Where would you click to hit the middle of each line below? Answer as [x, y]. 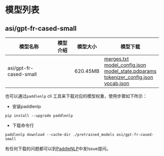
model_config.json [125, 65]
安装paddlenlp [27, 106]
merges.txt [117, 59]
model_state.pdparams [130, 71]
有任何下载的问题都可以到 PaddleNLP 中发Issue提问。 [58, 149]
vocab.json [117, 83]
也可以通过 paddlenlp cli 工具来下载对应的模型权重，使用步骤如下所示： [76, 96]
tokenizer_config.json [129, 77]
